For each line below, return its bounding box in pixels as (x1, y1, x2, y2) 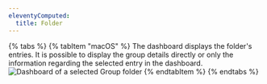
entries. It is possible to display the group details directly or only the (8, 50, 234, 59)
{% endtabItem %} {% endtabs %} (144, 66, 260, 76)
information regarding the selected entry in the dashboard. (8, 58, 203, 68)
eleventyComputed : (8, 11, 70, 20)
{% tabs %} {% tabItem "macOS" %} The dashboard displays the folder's (8, 41, 252, 50)
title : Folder (15, 19, 63, 27)
